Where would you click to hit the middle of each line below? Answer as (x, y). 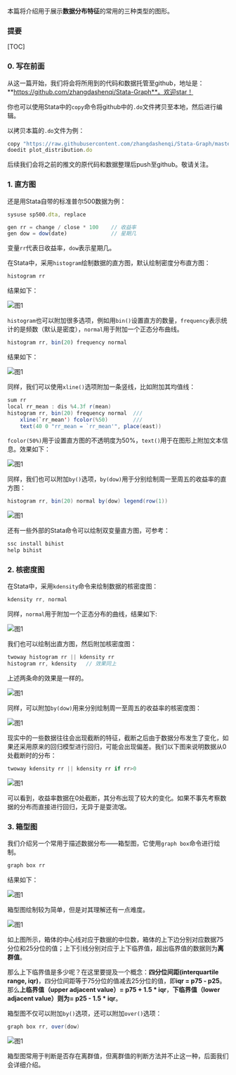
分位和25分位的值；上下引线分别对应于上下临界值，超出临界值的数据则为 (112, 948)
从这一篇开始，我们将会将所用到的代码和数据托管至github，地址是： (106, 83)
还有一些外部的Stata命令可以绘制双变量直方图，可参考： (89, 531)
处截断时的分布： (32, 755)
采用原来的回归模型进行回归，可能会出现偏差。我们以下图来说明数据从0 (123, 746)
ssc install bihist (36, 544)
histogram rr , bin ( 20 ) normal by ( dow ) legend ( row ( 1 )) (88, 501)
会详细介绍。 (26, 1064)
